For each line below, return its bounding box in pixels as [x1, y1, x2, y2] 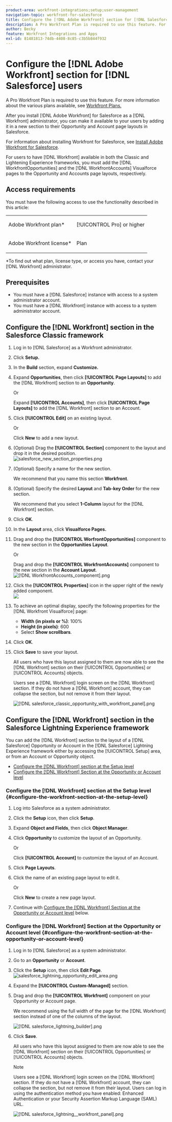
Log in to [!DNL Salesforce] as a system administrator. [13, 947, 127, 953]
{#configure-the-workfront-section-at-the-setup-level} [6, 793, 149, 800]
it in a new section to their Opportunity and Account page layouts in [6, 123, 148, 129]
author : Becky [6, 27, 36, 32]
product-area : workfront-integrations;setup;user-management [6, 7, 139, 13]
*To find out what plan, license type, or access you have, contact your [6, 257, 154, 264]
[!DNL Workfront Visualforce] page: [13, 608, 88, 614]
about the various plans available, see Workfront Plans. [6, 102, 122, 108]
